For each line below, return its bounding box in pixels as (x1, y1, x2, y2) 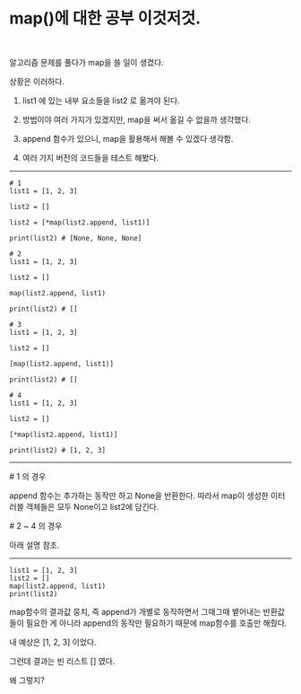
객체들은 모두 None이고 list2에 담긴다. (25, 501, 159, 512)
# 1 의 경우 (9, 470, 47, 481)
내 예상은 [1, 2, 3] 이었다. (9, 637, 97, 647)
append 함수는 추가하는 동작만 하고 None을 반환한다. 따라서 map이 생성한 (9, 490, 269, 501)
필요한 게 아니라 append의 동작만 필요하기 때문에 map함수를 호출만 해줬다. (25, 617, 288, 628)
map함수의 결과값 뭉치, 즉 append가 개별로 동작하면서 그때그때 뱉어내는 (9, 606, 262, 617)
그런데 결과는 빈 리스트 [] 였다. (9, 655, 116, 666)
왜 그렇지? (9, 674, 45, 685)
